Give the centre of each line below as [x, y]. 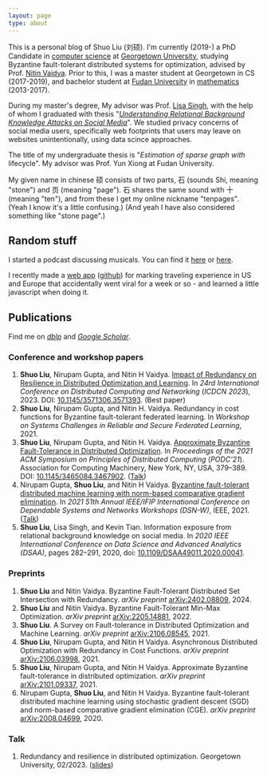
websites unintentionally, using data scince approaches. [100, 139]
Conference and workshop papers [76, 358]
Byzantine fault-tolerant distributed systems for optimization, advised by [127, 64]
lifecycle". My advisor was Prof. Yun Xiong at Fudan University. [112, 163]
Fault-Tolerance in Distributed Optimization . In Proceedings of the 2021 [136, 451]
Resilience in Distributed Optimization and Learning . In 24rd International [139, 383]
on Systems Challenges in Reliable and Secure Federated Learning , [131, 426]
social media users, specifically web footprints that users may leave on [125, 131]
